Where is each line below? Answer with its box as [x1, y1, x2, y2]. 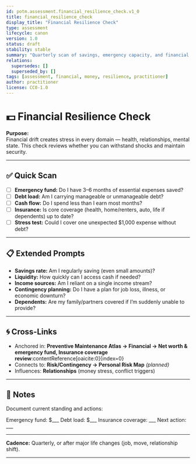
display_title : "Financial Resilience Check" [6, 19, 118, 25]
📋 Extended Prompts [6, 249, 85, 259]
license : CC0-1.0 [6, 85, 48, 91]
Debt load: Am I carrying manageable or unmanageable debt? [14, 193, 164, 200]
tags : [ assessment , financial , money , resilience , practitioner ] [6, 74, 168, 80]
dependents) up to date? [14, 212, 74, 219]
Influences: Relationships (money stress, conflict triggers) [14, 367, 156, 374]
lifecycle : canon [6, 30, 48, 36]
